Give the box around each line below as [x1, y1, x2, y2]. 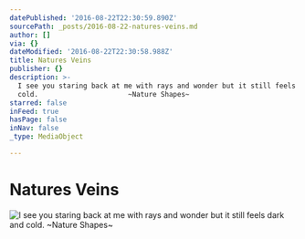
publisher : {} [9, 65, 64, 74]
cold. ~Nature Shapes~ [17, 89, 190, 99]
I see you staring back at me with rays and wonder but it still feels [17, 81, 297, 90]
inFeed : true [9, 107, 59, 116]
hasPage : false [9, 115, 68, 124]
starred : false [9, 98, 68, 108]
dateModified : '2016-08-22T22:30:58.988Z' [9, 47, 174, 57]
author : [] [9, 30, 51, 39]
